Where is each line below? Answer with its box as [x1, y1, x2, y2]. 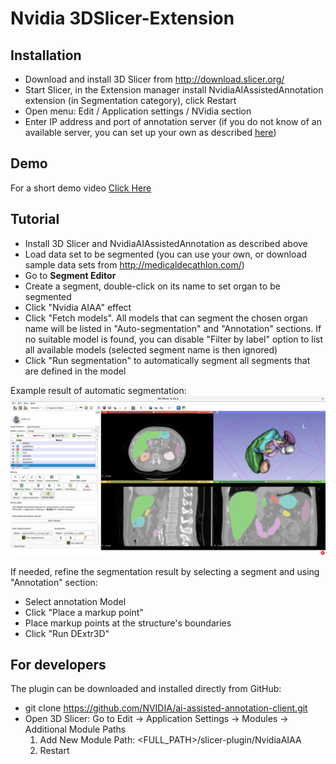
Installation [10, 47, 82, 64]
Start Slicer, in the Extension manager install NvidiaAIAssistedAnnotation [24, 84, 324, 96]
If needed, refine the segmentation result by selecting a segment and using [10, 565, 320, 577]
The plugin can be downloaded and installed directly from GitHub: [10, 683, 282, 695]
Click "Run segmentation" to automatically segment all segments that [24, 354, 311, 366]
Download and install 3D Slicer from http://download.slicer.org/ [24, 73, 285, 85]
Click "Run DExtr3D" [24, 627, 110, 639]
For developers [10, 656, 107, 673]
